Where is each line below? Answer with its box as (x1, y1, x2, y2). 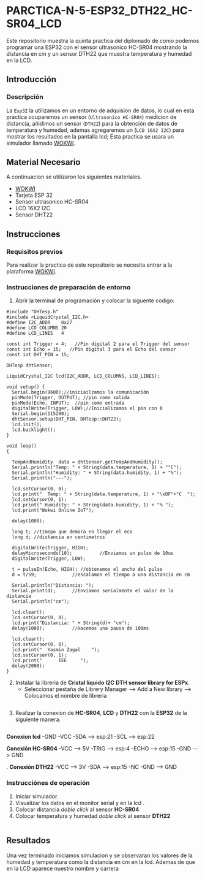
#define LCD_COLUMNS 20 (6, 325, 67, 331)
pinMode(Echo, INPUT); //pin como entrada (12, 400, 124, 407)
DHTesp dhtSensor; (6, 362, 53, 368)
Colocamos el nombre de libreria (24, 692, 107, 700)
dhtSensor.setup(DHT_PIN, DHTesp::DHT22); (12, 416, 122, 422)
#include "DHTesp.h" (6, 309, 59, 315)
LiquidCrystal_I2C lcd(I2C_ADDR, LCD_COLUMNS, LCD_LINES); (6, 373, 160, 380)
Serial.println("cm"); (12, 598, 70, 605)
